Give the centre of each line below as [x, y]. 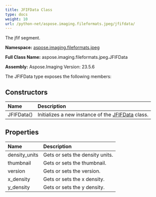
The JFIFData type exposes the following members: [58, 77]
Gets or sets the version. [72, 171]
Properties [22, 132]
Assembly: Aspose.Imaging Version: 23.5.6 [50, 67]
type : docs [16, 14]
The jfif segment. [23, 38]
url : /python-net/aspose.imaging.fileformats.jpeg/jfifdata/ [70, 24]
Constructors [26, 92]
